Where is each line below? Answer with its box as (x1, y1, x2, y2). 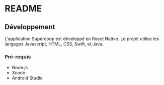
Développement (4, 23, 56, 31)
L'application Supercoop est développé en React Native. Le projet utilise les (4, 36, 160, 42)
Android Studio (11, 75, 43, 81)
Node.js (11, 65, 28, 71)
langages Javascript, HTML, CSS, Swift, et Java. (4, 41, 104, 47)
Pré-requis (4, 53, 31, 60)
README (4, 3, 42, 14)
